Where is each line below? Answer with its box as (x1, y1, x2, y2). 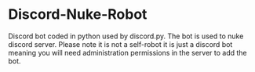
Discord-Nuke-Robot (8, 5, 148, 23)
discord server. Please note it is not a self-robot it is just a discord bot (8, 39, 233, 49)
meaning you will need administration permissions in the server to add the (8, 48, 247, 57)
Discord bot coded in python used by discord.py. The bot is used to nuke (8, 31, 244, 41)
